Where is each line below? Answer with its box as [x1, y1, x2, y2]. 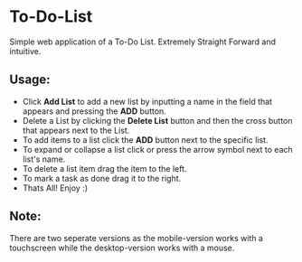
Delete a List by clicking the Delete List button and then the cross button [22, 115, 293, 126]
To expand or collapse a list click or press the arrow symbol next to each [22, 144, 294, 154]
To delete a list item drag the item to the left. [22, 163, 187, 173]
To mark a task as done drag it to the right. [22, 173, 182, 183]
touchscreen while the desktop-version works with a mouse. [9, 242, 235, 253]
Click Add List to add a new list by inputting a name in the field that [22, 96, 273, 107]
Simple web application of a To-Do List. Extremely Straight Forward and [9, 36, 277, 47]
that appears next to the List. [22, 125, 130, 136]
